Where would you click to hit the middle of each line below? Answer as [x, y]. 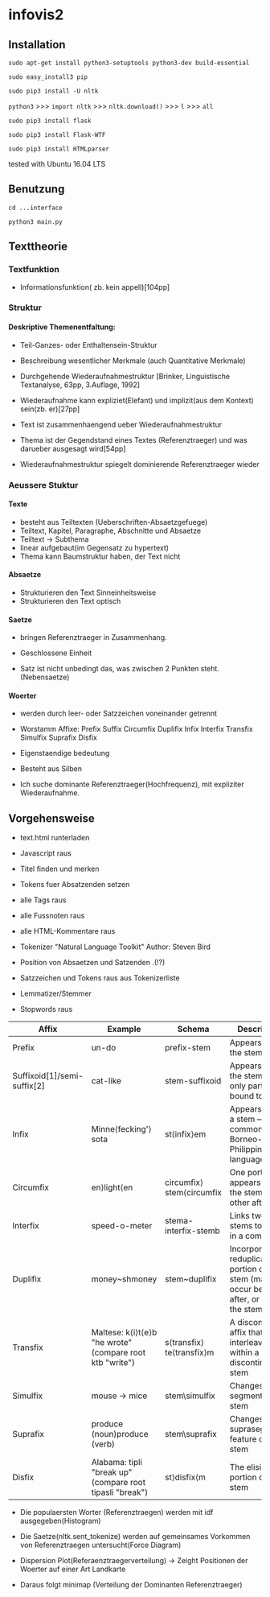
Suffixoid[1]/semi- [48, 1076]
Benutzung [37, 190]
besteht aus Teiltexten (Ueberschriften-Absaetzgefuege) [114, 522]
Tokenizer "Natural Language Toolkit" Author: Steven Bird [115, 947]
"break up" [112, 1472]
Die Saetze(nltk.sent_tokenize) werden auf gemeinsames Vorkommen [135, 1537]
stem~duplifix [190, 1279]
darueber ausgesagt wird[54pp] [73, 448]
